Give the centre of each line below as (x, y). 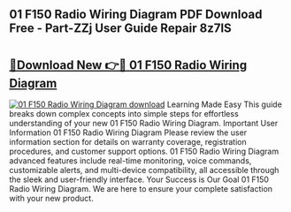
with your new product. (52, 198)
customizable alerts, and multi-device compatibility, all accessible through (144, 170)
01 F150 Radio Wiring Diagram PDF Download (136, 15)
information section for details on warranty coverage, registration (128, 142)
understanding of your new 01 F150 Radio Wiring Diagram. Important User (144, 123)
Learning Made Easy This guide (225, 104)
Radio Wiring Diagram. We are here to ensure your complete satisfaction (141, 189)
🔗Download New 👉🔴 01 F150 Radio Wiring (128, 65)
